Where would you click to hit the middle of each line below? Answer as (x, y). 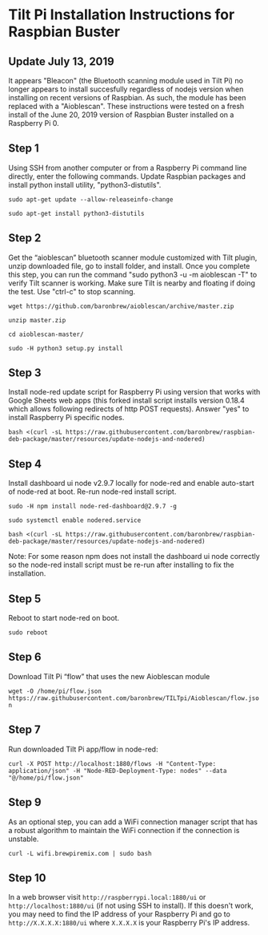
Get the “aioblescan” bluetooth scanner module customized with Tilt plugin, (133, 257)
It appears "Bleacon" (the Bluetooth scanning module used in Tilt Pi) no (126, 81)
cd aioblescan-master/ (46, 334)
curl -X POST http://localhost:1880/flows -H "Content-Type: (112, 763)
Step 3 (25, 373)
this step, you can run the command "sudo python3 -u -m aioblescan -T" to (133, 274)
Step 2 (25, 238)
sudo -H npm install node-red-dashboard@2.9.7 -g (93, 507)
